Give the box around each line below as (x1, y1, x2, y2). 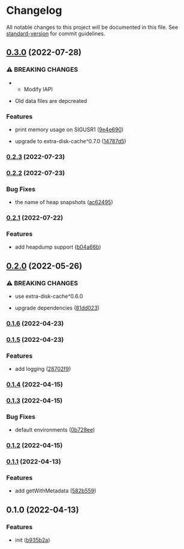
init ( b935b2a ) (14, 536, 50, 544)
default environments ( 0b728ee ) (14, 426, 95, 433)
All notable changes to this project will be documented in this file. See (6, 23, 179, 31)
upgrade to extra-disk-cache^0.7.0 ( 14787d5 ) (14, 137, 126, 144)
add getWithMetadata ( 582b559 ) (14, 487, 96, 494)
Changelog (6, 4, 62, 17)
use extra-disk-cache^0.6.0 (14, 293, 83, 300)
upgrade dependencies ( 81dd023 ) (14, 304, 100, 311)
